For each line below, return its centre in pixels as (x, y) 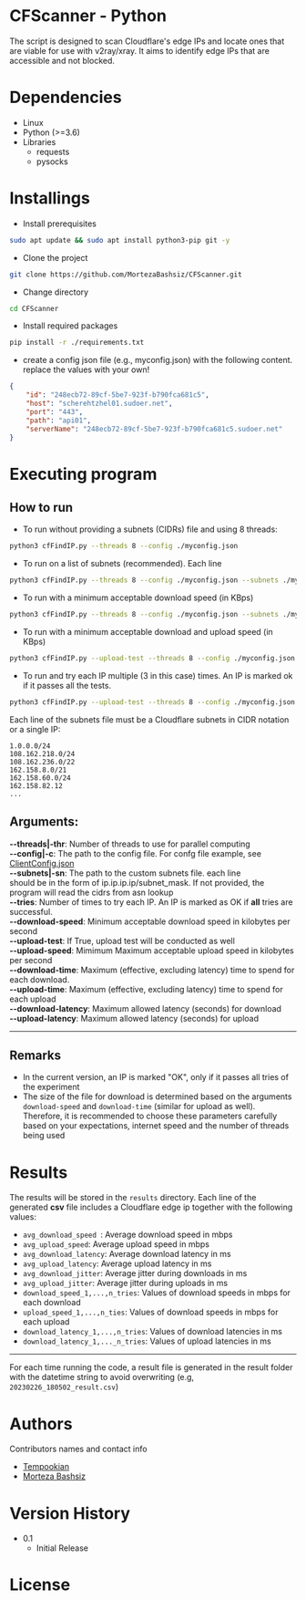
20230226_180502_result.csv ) (64, 1387)
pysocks (52, 161)
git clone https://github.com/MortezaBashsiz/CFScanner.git (126, 275)
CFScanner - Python (88, 16)
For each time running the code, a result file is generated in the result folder (151, 1367)
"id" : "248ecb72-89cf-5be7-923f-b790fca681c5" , (117, 395)
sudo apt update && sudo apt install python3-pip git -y (120, 240)
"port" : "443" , (55, 411)
